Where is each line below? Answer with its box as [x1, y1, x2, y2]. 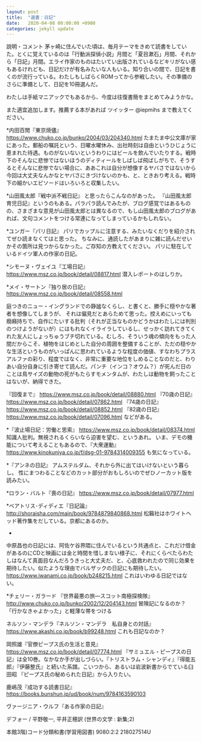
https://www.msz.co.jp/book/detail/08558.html [6, 290, 122, 297]
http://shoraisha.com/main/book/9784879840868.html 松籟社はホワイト [6, 510, 186, 517]
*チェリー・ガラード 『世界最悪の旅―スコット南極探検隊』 [6, 592, 153, 600]
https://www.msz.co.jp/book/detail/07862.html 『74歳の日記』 [6, 399, 162, 406]
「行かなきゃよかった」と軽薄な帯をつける [6, 607, 112, 615]
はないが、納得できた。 [6, 378, 65, 385]
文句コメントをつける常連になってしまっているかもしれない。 [22, 215, 175, 222]
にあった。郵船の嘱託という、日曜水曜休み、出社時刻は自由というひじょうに [6, 142, 197, 149]
